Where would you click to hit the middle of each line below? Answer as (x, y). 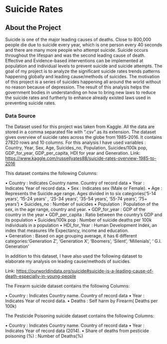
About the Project (33, 28)
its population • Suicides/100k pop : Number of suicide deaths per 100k (79, 220)
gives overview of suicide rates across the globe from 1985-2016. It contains (83, 137)
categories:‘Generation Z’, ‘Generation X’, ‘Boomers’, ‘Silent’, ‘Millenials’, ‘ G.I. (83, 241)
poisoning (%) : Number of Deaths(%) (44, 336)
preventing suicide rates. (31, 103)
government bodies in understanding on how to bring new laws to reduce (81, 92)
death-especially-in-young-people (41, 276)
